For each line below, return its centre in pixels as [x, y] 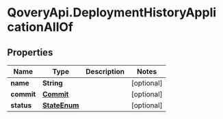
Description [105, 71]
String [52, 83]
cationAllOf [40, 27]
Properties [30, 52]
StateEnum [61, 105]
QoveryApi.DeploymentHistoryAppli [112, 13]
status [21, 105]
